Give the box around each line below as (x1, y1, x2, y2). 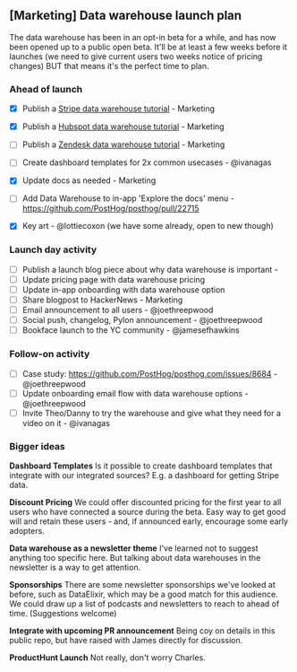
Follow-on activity (9, 348, 90, 361)
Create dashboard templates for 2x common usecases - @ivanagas (21, 157, 272, 168)
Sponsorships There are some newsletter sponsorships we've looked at (9, 580, 276, 590)
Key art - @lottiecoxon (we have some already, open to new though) (21, 221, 275, 231)
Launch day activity (9, 243, 98, 256)
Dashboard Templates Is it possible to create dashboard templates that (9, 460, 273, 471)
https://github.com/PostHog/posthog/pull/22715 (21, 203, 199, 214)
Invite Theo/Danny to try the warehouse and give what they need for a (21, 407, 282, 418)
